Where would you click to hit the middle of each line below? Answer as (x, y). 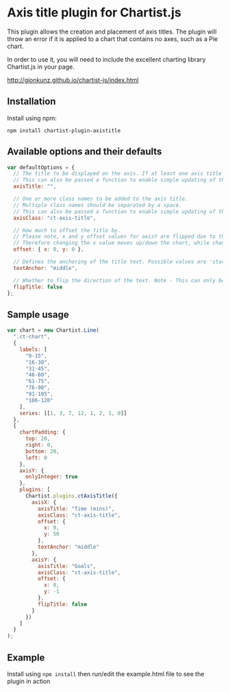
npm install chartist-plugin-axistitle (64, 131)
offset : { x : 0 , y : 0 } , (49, 249)
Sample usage (38, 314)
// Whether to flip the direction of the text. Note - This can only (114, 280)
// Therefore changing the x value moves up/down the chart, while (112, 243)
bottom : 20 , (42, 451)
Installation (31, 102)
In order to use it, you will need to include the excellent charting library (106, 59)
